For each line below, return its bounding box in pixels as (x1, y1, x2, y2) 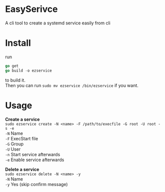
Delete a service (5, 166, 40, 172)
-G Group (5, 141, 24, 147)
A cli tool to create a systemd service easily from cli (5, 20, 110, 26)
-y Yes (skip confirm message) (5, 181, 68, 187)
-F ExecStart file (5, 135, 38, 141)
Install (5, 37, 31, 49)
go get (5, 63, 19, 68)
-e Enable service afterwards (5, 157, 64, 163)
